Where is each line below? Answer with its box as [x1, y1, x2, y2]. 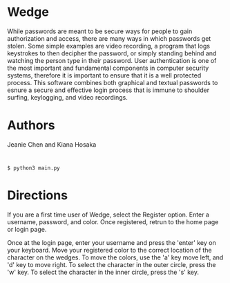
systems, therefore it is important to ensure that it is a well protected [7, 71, 202, 80]
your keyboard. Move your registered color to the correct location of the [7, 246, 212, 254]
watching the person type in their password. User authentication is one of [7, 56, 217, 64]
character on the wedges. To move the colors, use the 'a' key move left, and [7, 253, 224, 262]
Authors [7, 118, 55, 134]
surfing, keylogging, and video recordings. [7, 93, 128, 101]
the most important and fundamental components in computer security [7, 64, 209, 72]
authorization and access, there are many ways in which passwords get [7, 34, 211, 42]
